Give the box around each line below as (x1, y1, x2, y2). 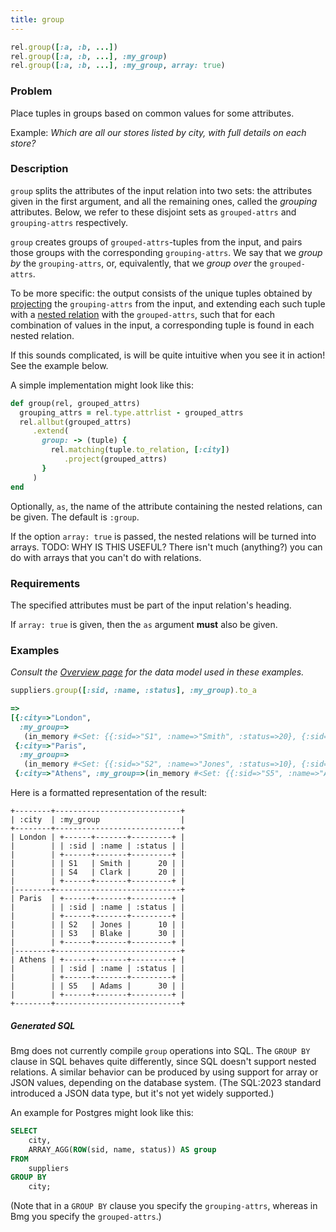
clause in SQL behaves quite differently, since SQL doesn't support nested (10, 1056, 317, 1068)
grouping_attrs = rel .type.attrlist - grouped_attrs (19, 407, 244, 418)
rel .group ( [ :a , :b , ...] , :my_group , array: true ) (10, 61, 226, 71)
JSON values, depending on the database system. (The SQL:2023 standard (10, 1077, 322, 1089)
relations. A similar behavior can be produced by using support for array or (10, 1066, 319, 1078)
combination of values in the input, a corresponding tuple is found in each (10, 319, 315, 331)
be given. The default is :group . (10, 511, 140, 523)
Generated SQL (10, 1019, 76, 1031)
